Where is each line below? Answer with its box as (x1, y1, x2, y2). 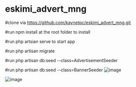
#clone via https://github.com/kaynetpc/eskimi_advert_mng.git (5, 20, 131, 25)
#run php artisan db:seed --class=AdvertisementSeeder (5, 57, 118, 63)
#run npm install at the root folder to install (5, 29, 91, 35)
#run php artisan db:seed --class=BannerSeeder (5, 67, 103, 73)
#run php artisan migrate (5, 48, 55, 54)
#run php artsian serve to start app (5, 38, 76, 44)
